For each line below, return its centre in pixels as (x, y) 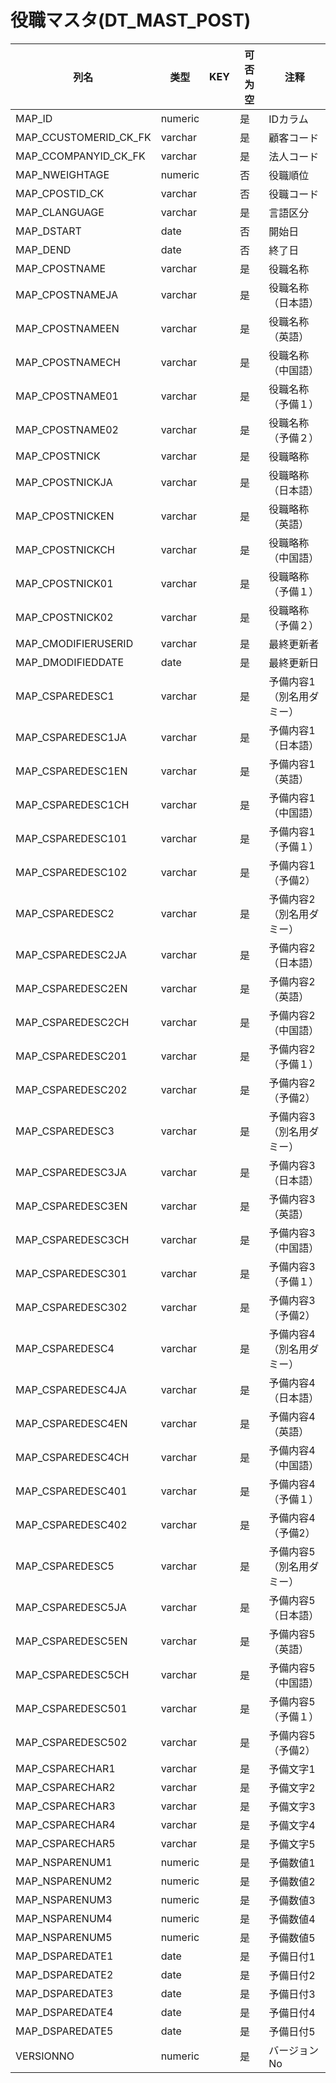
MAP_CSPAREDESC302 (71, 1307)
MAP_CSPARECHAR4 (65, 1824)
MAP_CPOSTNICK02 (64, 617)
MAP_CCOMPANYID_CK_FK (80, 156)
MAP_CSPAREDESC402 (71, 1524)
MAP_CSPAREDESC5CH (72, 1674)
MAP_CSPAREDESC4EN (71, 1423)
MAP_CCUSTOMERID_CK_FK (83, 137)
